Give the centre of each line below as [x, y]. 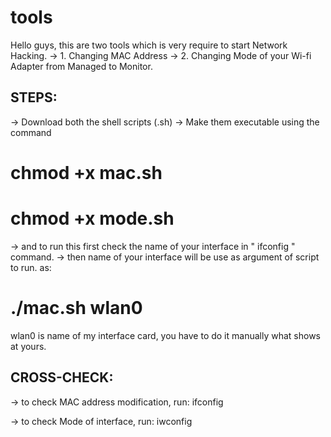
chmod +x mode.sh [92, 218]
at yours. [28, 346]
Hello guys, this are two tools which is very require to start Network [149, 45]
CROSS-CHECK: [62, 377]
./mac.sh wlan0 [76, 308]
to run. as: [31, 267]
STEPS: [34, 97]
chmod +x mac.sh [86, 172]
